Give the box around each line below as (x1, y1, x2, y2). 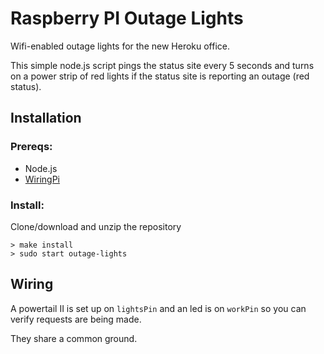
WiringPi (24, 173, 60, 185)
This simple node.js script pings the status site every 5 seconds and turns (10, 59, 315, 71)
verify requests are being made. (10, 313, 142, 325)
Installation (10, 110, 82, 127)
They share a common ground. (10, 332, 138, 344)
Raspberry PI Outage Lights (10, 7, 244, 30)
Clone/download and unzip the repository (10, 220, 182, 232)
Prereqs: (10, 140, 53, 154)
